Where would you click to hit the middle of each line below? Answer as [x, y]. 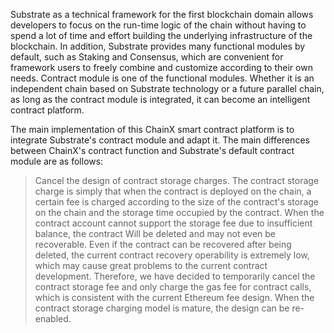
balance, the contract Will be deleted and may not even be [155, 233]
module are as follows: [57, 161]
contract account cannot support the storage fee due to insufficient [173, 223]
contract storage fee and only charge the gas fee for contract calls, [173, 287]
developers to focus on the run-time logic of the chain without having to [158, 25]
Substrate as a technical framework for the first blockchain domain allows [162, 14]
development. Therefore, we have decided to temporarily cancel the [175, 276]
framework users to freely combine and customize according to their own [161, 67]
